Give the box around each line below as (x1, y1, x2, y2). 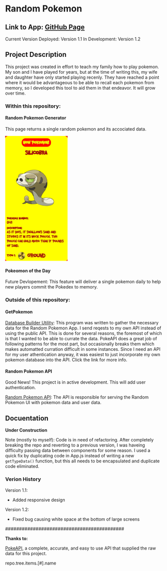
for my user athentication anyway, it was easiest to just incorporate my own (5, 352, 161, 358)
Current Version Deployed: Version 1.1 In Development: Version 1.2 (5, 36, 141, 42)
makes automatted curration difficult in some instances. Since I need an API (5, 346, 161, 352)
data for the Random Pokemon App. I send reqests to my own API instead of (5, 325, 162, 331)
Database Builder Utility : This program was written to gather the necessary (5, 320, 159, 326)
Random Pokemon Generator (5, 115, 66, 121)
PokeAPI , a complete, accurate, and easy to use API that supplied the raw (5, 545, 156, 551)
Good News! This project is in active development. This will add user (5, 379, 146, 385)
